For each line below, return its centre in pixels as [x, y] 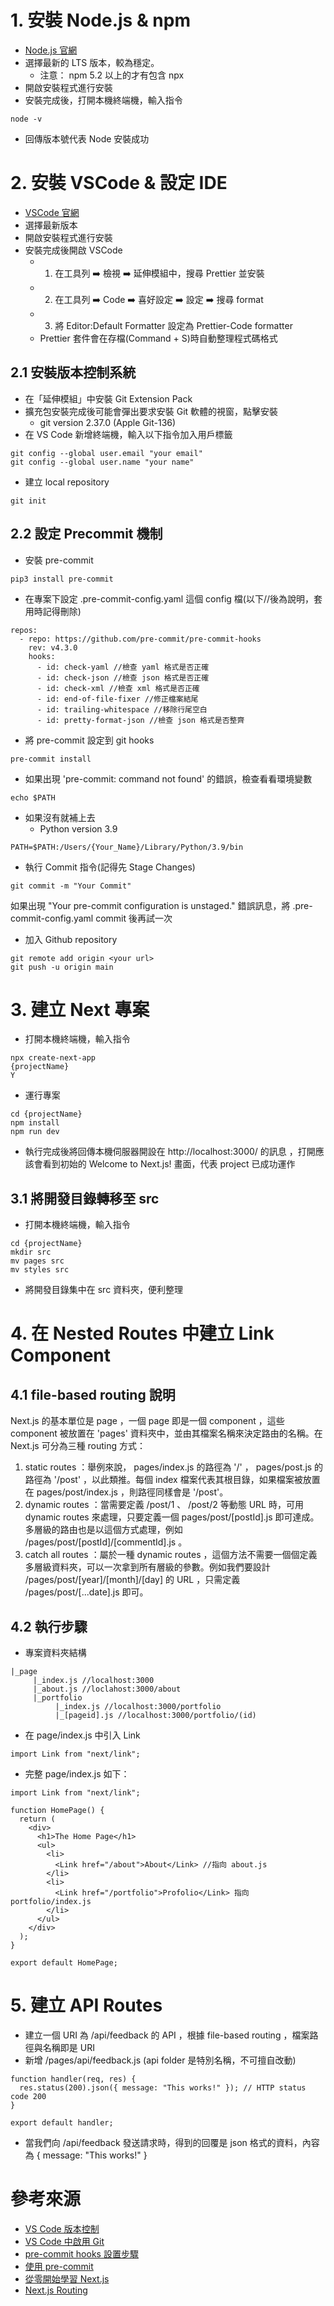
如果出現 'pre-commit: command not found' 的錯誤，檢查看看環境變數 [168, 778]
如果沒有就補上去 [60, 817]
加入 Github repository [71, 939]
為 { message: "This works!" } [86, 2155]
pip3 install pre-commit [62, 579]
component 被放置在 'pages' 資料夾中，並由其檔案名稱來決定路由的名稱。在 [166, 1433]
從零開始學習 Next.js [67, 2278]
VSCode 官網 [52, 212]
